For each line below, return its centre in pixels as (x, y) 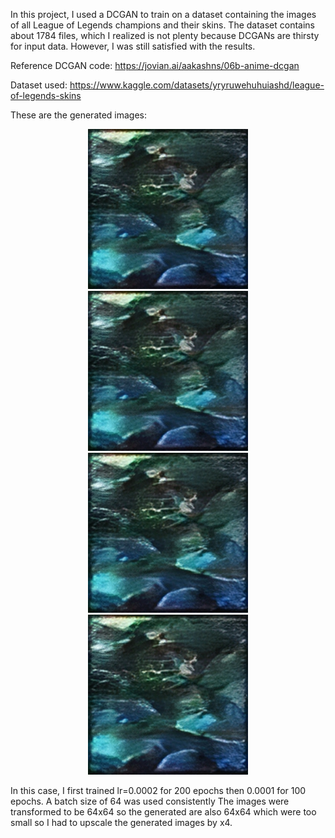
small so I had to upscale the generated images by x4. (121, 822)
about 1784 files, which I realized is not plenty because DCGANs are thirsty (165, 35)
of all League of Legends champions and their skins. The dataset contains (163, 25)
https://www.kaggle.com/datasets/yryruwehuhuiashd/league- (197, 85)
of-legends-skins (46, 95)
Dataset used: (39, 85)
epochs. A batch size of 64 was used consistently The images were (150, 801)
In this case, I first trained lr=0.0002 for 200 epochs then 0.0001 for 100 (158, 790)
